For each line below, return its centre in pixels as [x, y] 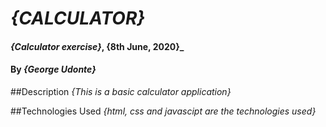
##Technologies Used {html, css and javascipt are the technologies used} [163, 111]
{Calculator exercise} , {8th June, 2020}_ [97, 46]
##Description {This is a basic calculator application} [121, 91]
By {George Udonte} [53, 69]
